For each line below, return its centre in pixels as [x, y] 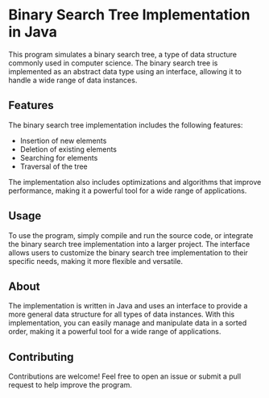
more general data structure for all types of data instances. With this [122, 314]
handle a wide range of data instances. [73, 80]
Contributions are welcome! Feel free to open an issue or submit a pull [125, 376]
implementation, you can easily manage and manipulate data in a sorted [128, 323]
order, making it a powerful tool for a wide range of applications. [115, 332]
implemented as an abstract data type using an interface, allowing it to [125, 71]
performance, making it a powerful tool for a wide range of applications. [128, 191]
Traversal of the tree [54, 166]
